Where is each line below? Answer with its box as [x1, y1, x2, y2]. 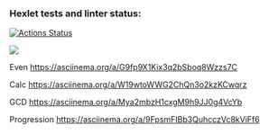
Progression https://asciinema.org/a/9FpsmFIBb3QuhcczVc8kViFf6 [9, 114, 260, 125]
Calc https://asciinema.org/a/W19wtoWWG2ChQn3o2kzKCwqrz [9, 79, 247, 90]
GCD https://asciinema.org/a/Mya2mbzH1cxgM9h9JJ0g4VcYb [9, 97, 243, 108]
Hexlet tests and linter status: [9, 7, 142, 20]
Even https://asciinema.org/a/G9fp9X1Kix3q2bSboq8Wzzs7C [9, 62, 237, 73]
